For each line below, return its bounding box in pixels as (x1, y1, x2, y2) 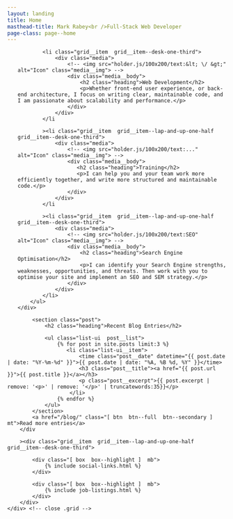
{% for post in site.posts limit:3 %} (56, 341, 170, 348)
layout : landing (7, 10, 54, 17)
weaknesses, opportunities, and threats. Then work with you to (17, 268, 208, 275)
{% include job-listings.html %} (44, 487, 141, 494)
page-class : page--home (7, 29, 77, 37)
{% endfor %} (56, 396, 95, 403)
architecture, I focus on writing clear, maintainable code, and (30, 91, 224, 98)
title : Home (7, 17, 42, 24)
